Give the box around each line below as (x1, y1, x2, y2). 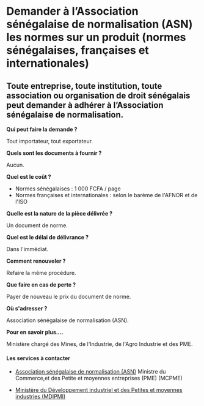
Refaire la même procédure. (6, 269, 76, 276)
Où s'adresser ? (6, 305, 48, 312)
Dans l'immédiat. (6, 246, 49, 252)
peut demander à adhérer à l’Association (6, 100, 164, 110)
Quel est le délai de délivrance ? (6, 234, 89, 241)
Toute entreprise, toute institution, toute (6, 81, 162, 91)
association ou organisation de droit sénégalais (6, 90, 191, 100)
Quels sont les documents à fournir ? (6, 149, 102, 157)
